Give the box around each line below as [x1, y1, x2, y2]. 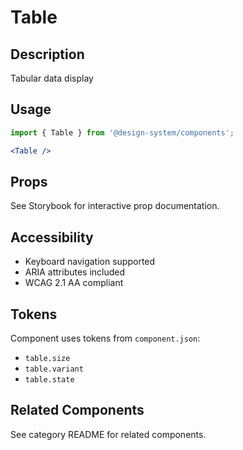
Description [10, 46, 85, 63]
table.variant [24, 364, 84, 374]
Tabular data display [10, 72, 94, 84]
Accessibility [10, 229, 94, 246]
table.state [24, 375, 75, 385]
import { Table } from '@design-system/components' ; [10, 127, 235, 138]
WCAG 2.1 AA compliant [24, 277, 124, 289]
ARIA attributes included [24, 266, 126, 278]
